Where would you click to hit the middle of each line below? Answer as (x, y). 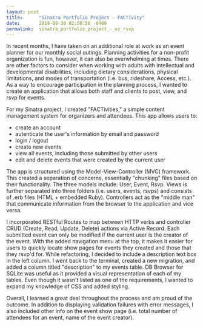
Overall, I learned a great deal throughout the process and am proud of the (99, 298)
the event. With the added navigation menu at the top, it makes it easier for (99, 241)
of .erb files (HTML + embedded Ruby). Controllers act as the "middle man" (101, 197)
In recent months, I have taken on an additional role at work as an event (95, 46)
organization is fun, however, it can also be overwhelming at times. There (98, 59)
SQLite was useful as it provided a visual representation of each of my (94, 274)
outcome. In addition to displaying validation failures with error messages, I (100, 305)
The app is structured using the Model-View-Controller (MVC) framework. (98, 172)
